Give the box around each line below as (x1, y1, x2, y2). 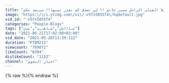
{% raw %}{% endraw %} (5, 72, 59, 78)
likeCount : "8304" (5, 49, 44, 54)
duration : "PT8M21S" (5, 40, 49, 45)
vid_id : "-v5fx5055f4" (5, 17, 53, 22)
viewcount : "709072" (5, 45, 49, 50)
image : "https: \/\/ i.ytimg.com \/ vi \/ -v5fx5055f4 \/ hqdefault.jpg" (5, 12, 145, 17)
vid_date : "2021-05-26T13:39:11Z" (5, 36, 78, 41)
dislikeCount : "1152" (5, 54, 51, 59)
